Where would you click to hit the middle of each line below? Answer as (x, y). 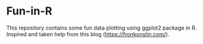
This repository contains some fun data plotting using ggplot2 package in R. (101, 28)
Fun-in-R (29, 11)
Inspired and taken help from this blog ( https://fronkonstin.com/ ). (88, 34)
